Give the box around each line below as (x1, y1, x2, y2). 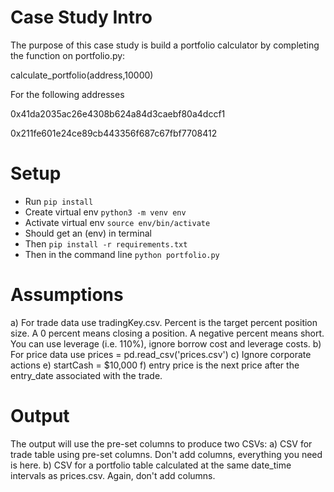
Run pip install (24, 195, 94, 207)
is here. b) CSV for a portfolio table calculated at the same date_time (10, 459, 292, 471)
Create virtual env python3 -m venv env (24, 206, 187, 218)
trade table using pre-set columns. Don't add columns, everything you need (10, 448, 323, 460)
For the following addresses (10, 88, 125, 100)
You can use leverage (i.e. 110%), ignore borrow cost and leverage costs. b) (10, 337, 322, 350)
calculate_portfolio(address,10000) (10, 69, 154, 81)
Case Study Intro (10, 6, 153, 29)
